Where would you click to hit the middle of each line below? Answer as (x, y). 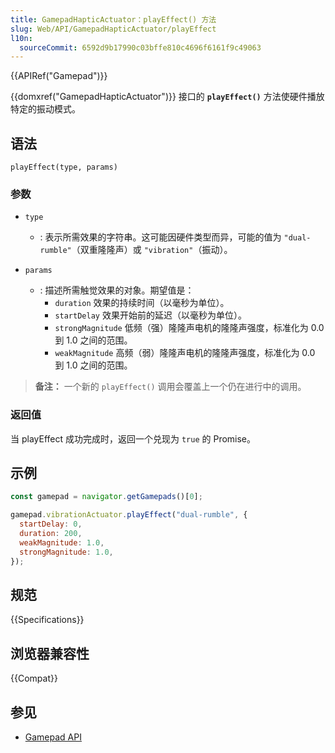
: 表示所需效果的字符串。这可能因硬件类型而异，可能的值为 (160, 237)
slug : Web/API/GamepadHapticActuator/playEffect (113, 29)
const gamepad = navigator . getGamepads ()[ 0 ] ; (106, 497)
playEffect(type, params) (64, 167)
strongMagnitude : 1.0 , (66, 552)
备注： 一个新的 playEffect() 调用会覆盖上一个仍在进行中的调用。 (170, 387)
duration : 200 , (51, 534)
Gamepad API (53, 737)
